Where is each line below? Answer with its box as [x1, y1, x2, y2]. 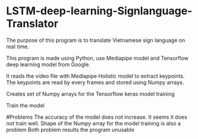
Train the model [6, 101, 45, 109]
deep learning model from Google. [6, 61, 90, 68]
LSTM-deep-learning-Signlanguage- [6, 4, 193, 18]
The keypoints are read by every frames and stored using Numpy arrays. [6, 79, 184, 86]
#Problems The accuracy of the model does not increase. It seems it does [6, 113, 187, 121]
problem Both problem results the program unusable [6, 126, 135, 133]
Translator [6, 17, 58, 30]
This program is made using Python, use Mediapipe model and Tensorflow [6, 54, 189, 61]
